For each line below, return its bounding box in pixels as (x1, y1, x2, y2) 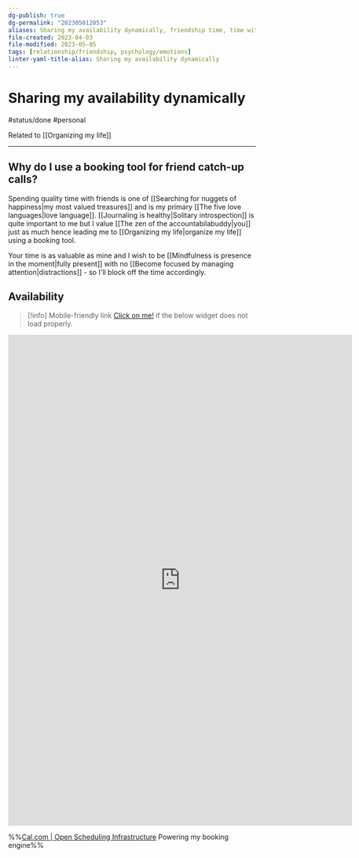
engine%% (8, 841, 45, 850)
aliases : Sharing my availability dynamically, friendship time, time (8, 26, 244, 34)
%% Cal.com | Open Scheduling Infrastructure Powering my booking (8, 832, 229, 841)
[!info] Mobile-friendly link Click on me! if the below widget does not (27, 311, 248, 321)
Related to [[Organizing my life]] (8, 130, 112, 140)
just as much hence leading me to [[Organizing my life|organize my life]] (8, 227, 242, 236)
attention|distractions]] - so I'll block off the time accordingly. (8, 267, 207, 277)
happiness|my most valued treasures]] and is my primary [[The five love (8, 202, 242, 211)
